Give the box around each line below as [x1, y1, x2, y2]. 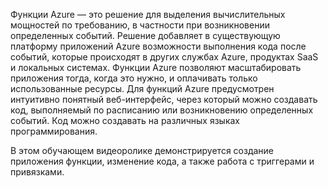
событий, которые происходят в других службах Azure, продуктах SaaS [10, 51, 319, 63]
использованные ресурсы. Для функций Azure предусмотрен [10, 83, 275, 94]
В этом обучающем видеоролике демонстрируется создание [10, 145, 275, 156]
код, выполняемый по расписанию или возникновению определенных [10, 104, 314, 116]
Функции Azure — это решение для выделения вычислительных [10, 9, 286, 20]
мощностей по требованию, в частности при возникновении [10, 19, 270, 31]
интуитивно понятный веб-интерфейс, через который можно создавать [10, 94, 318, 105]
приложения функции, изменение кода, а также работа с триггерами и [10, 155, 315, 167]
